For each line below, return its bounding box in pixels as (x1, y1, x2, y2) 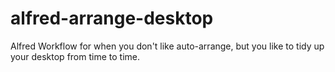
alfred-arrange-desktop (10, 7, 214, 30)
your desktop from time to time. (10, 50, 140, 62)
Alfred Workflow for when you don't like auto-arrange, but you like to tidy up (10, 40, 325, 52)
